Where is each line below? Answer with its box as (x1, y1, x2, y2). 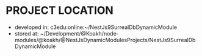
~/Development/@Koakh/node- (40, 30, 120, 37)
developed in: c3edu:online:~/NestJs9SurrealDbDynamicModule (14, 23, 178, 31)
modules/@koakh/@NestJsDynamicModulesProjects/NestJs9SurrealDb (14, 36, 196, 43)
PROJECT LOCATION (5, 4, 114, 17)
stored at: (14, 30, 39, 37)
